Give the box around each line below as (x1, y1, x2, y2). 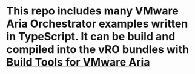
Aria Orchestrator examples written (6, 17, 188, 31)
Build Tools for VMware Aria (6, 55, 150, 69)
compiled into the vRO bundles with (6, 43, 190, 57)
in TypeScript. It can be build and (6, 30, 176, 43)
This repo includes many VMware (6, 4, 179, 18)
